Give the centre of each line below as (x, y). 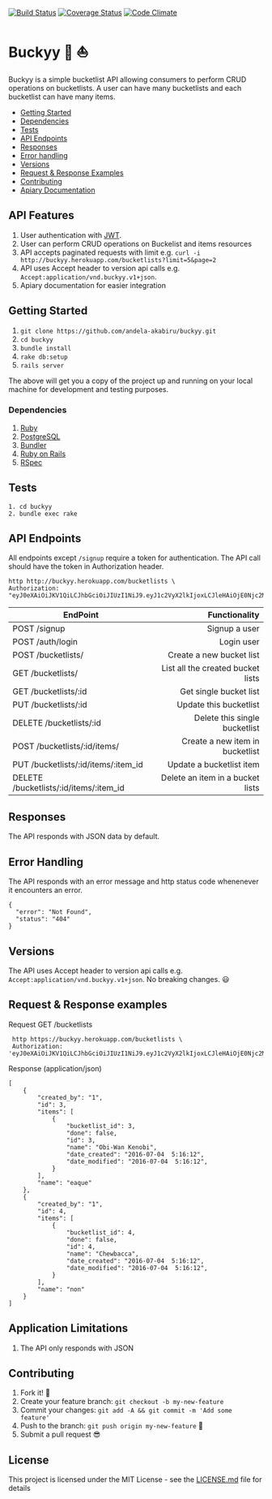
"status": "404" (43, 920)
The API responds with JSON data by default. (84, 837)
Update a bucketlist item (213, 765)
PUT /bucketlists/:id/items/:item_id (78, 765)
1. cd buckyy (30, 506)
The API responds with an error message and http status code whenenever (134, 881)
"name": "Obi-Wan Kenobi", (112, 1147)
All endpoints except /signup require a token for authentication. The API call (135, 558)
